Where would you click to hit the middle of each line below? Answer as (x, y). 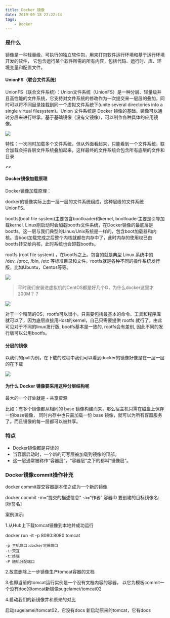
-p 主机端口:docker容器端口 (32, 545)
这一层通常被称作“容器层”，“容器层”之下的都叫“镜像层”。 (72, 460)
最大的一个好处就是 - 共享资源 (36, 398)
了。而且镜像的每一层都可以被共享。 (43, 421)
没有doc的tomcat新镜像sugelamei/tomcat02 (56, 589)
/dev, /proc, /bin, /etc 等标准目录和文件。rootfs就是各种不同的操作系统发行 (83, 261)
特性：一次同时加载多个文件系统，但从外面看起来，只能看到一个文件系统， (83, 144)
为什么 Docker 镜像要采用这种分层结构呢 (47, 386)
